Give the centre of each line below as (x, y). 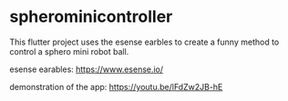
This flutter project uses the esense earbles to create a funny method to (144, 42)
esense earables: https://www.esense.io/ (87, 69)
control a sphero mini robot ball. (69, 51)
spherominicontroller (91, 17)
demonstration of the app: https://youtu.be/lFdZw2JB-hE (116, 86)
